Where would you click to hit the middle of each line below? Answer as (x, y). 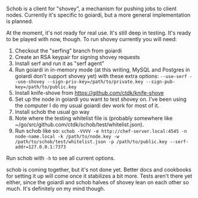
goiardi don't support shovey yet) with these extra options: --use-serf (101, 76)
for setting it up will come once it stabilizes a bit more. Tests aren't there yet (99, 176)
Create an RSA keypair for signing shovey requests (77, 57)
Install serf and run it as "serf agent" (59, 63)
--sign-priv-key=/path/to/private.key (95, 82)
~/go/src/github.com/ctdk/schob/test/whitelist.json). (79, 124)
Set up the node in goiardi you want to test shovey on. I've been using (100, 99)
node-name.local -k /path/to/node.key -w (67, 137)
